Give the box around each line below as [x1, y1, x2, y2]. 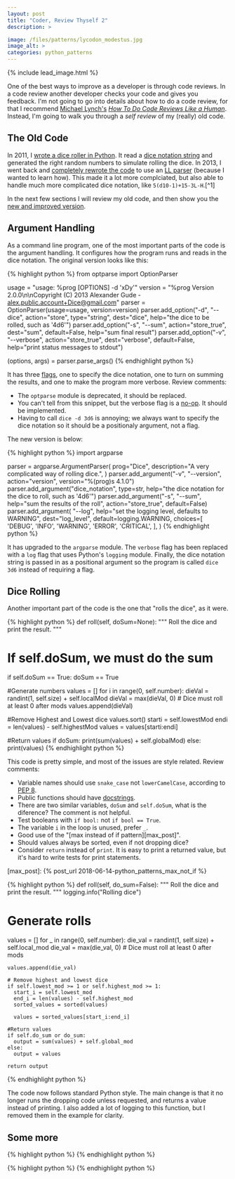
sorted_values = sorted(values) [13, 1001, 109, 1009]
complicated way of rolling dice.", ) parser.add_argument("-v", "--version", [7, 469, 222, 478]
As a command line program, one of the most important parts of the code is [7, 240, 226, 250]
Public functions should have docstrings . [17, 794, 135, 802]
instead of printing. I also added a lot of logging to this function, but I [7, 1104, 206, 1112]
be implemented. [17, 406, 67, 415]
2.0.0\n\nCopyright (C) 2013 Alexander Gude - [7, 290, 142, 299]
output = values [13, 1050, 61, 1058]
